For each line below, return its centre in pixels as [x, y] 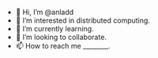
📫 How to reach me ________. [63, 46]
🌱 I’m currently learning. [55, 29]
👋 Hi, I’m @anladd [45, 12]
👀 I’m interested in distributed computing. [83, 20]
